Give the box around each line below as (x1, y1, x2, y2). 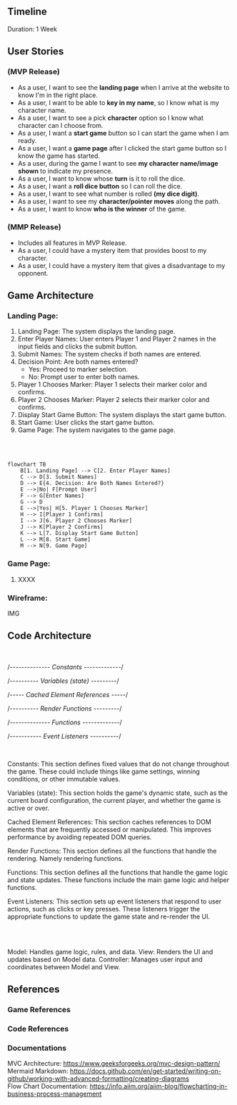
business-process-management (7, 1089, 102, 1099)
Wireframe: (7, 593, 49, 603)
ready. (17, 136, 37, 145)
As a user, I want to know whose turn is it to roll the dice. (17, 174, 186, 183)
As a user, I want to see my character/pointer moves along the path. (17, 196, 221, 206)
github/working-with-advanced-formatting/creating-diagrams (7, 1074, 189, 1083)
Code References (7, 1024, 69, 1034)
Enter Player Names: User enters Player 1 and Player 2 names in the (17, 335, 216, 344)
